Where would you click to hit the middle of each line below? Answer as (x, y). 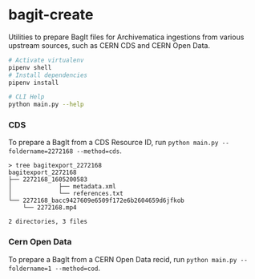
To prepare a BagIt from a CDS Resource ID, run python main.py (113, 143)
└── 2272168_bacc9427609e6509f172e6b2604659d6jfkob (96, 201)
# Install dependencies (48, 75)
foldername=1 (30, 269)
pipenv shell (30, 67)
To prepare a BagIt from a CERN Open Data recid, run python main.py (123, 259)
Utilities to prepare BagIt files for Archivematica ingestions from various (126, 37)
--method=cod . (78, 268)
